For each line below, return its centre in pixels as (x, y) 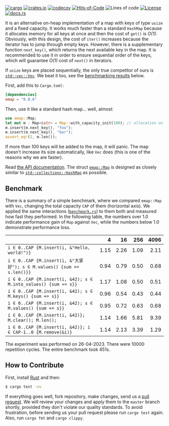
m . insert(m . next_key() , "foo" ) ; (39, 128)
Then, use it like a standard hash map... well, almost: (60, 109)
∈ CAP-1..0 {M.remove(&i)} (40, 332)
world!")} (19, 253)
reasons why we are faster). (34, 157)
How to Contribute (35, 365)
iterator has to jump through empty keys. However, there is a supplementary (84, 44)
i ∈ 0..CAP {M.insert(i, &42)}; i (49, 327)
